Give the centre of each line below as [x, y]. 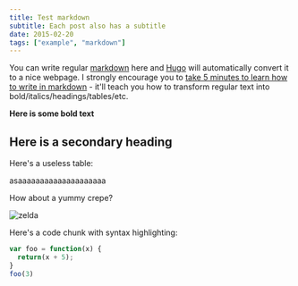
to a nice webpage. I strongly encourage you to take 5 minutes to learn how [149, 78]
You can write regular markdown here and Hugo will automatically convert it [149, 68]
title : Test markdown [50, 17]
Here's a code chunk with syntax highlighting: [94, 232]
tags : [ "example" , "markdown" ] [68, 42]
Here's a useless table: [51, 164]
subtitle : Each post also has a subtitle [88, 26]
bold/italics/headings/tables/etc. [69, 97]
